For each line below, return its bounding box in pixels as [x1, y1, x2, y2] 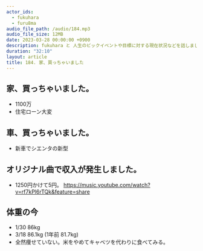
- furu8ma [11, 20, 36, 26]
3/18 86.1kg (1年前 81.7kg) [14, 230, 79, 238]
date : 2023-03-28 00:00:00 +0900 [6, 37, 91, 43]
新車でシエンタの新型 [14, 145, 68, 152]
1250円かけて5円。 [14, 181, 62, 188]
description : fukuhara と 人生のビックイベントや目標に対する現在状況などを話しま [6, 43, 195, 49]
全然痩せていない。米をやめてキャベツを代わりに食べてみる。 [14, 238, 169, 246]
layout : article [6, 54, 47, 60]
